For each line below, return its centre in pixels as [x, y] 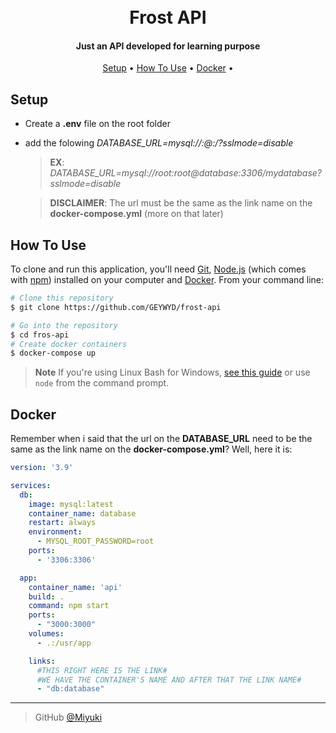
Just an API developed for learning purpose [168, 46]
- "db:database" [70, 689]
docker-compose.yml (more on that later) [136, 214]
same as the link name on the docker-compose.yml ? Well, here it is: [151, 449]
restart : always [62, 523]
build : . [46, 596]
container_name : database [82, 513]
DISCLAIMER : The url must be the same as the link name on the [181, 203]
